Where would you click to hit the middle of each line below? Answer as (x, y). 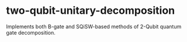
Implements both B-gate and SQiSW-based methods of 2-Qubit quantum (94, 26)
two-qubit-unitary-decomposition (91, 11)
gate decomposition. (31, 32)
